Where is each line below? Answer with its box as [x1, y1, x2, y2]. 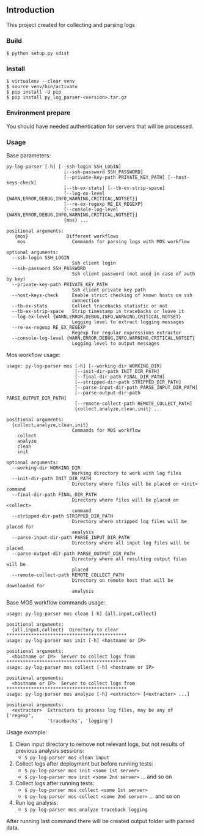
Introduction [6, 5, 55, 15]
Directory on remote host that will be [71, 578, 173, 584]
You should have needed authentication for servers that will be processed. [6, 122, 194, 130]
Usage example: [6, 729, 48, 736]
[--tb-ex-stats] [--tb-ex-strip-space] [64, 185, 166, 191]
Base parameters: [6, 152, 51, 159]
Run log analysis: [15, 799, 59, 806]
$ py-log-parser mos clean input [24, 755, 110, 761]
